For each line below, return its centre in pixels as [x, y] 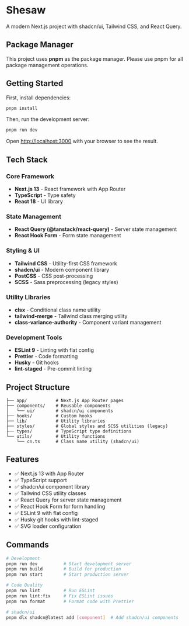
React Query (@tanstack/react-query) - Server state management [95, 229]
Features [22, 459]
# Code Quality [24, 585]
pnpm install [22, 108]
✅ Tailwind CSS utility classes [50, 493]
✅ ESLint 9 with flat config [46, 513]
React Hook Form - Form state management [68, 236]
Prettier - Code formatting [46, 357]
